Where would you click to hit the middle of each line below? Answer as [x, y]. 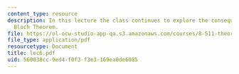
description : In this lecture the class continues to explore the [108, 20]
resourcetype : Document [43, 47]
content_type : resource [43, 14]
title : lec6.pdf [31, 54]
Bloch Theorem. [36, 27]
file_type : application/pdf [49, 40]
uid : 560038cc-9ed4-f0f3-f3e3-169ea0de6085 [73, 60]
